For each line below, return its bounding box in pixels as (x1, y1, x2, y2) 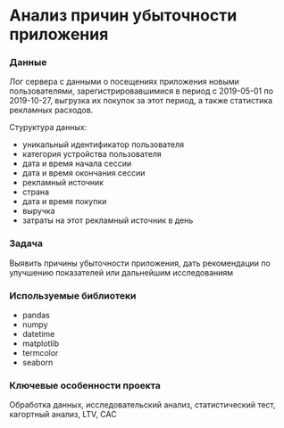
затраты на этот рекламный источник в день (21, 215, 194, 226)
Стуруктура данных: (9, 122, 88, 133)
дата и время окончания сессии (21, 168, 146, 178)
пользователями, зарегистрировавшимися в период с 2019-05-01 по (9, 86, 274, 96)
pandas (21, 309, 51, 321)
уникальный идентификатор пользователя (21, 139, 185, 150)
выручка (21, 206, 55, 217)
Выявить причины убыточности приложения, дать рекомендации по (9, 258, 271, 268)
